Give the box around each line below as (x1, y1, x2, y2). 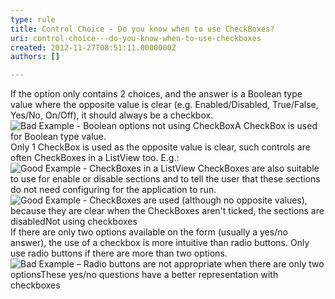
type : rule (10, 14, 56, 25)
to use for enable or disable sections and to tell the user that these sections (10, 173, 321, 185)
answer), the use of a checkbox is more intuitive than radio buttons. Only (10, 237, 310, 249)
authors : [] (10, 52, 60, 62)
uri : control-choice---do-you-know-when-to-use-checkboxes (10, 33, 262, 43)
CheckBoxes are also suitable (197, 162, 320, 175)
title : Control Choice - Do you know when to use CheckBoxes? (10, 24, 275, 34)
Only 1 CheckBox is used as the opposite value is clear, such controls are (10, 141, 311, 153)
